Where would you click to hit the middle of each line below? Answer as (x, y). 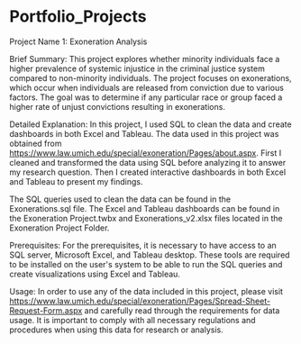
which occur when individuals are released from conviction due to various (146, 87)
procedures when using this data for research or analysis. (116, 330)
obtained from (36, 143)
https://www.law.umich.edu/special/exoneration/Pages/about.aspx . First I (146, 153)
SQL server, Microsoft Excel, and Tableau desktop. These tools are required (150, 255)
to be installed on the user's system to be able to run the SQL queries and (146, 264)
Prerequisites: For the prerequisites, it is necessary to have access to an (143, 245)
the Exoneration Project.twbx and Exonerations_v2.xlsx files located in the (146, 218)
